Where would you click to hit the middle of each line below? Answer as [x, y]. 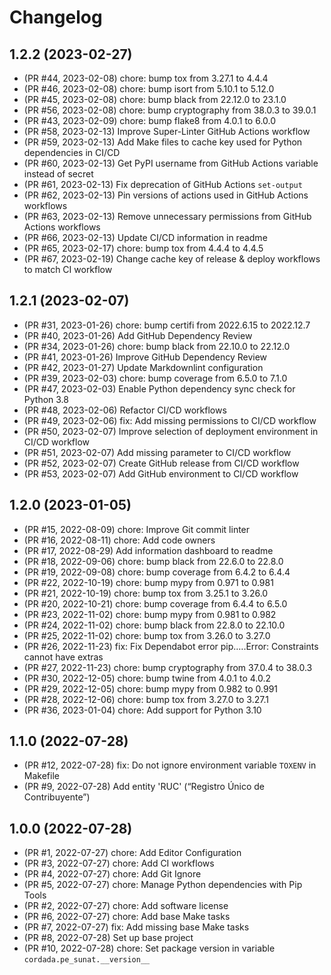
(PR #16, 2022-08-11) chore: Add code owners [119, 540]
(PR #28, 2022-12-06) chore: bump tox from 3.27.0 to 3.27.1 [146, 699]
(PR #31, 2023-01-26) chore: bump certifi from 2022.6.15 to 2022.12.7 [167, 325]
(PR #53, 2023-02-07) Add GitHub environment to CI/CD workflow [161, 473]
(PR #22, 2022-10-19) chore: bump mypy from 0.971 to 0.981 [148, 582]
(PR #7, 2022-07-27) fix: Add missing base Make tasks [136, 927]
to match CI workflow [68, 269]
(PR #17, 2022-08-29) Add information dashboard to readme [148, 550]
